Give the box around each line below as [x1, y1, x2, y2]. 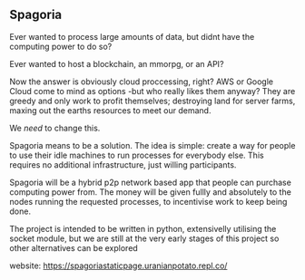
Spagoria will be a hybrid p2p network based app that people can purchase [9, 177, 292, 188]
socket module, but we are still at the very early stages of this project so [9, 233, 280, 244]
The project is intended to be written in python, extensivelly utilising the [9, 223, 277, 234]
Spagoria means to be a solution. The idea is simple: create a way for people [9, 140, 296, 150]
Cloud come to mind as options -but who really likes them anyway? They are [9, 85, 296, 96]
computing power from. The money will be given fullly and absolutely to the [9, 186, 292, 198]
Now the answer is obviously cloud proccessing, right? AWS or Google [9, 76, 274, 87]
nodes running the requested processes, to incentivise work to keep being [9, 196, 288, 207]
